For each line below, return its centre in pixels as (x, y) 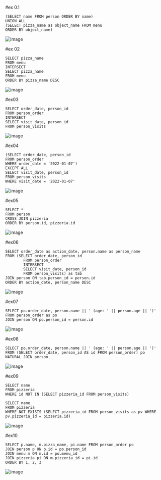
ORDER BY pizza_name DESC (32, 80)
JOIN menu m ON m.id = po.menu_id (42, 454)
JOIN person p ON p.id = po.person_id (46, 449)
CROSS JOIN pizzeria (27, 219)
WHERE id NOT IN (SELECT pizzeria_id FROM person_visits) (67, 394)
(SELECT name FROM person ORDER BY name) (49, 17)
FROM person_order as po (31, 315)
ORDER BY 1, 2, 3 (23, 462)
